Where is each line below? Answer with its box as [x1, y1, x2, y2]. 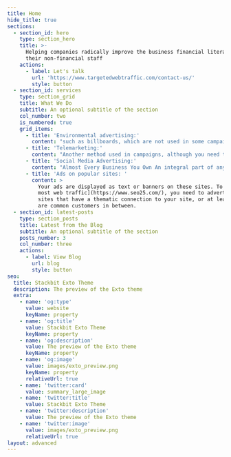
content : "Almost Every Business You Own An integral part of [32, 163, 214, 171]
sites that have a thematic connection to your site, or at [37, 196, 214, 203]
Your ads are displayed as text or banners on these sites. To [37, 183, 223, 190]
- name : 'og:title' [19, 318, 76, 325]
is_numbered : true [19, 119, 72, 126]
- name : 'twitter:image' [19, 420, 91, 427]
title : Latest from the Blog [19, 221, 103, 228]
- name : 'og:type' [19, 298, 72, 305]
